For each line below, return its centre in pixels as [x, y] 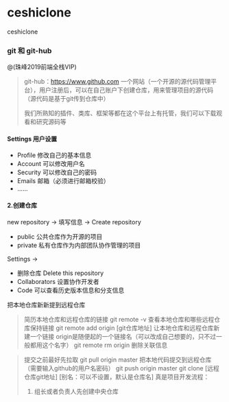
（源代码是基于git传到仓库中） [67, 99]
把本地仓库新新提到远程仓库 [46, 305]
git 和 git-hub [29, 51]
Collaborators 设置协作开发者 [58, 281]
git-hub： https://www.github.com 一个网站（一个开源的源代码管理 [117, 82]
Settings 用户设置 [32, 139]
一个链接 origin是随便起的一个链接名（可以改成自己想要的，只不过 [123, 336]
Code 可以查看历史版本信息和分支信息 [71, 290]
